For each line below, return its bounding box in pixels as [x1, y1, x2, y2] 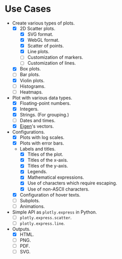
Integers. [19, 106, 39, 112]
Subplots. [19, 197, 40, 203]
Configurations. [12, 129, 45, 135]
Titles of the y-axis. [27, 163, 68, 169]
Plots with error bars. [19, 140, 64, 146]
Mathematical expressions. [27, 174, 84, 180]
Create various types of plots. [12, 20, 75, 26]
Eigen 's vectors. [19, 123, 54, 129]
